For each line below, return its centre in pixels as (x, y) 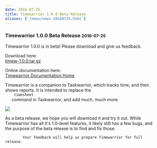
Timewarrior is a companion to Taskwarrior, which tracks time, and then (77, 85)
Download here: (21, 55)
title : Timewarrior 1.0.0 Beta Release (46, 14)
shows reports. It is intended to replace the (48, 90)
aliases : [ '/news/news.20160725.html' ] (46, 18)
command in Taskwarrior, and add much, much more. (65, 99)
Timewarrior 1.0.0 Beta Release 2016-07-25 (56, 36)
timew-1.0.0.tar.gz (23, 61)
